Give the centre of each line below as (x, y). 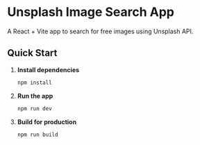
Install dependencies (48, 69)
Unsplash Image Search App (91, 12)
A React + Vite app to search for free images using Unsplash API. (100, 31)
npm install (34, 83)
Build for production (47, 121)
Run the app (35, 96)
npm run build (37, 135)
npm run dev (34, 108)
